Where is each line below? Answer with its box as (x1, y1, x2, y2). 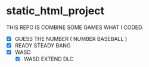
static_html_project (6, 4, 105, 18)
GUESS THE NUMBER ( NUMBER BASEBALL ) (14, 35, 127, 42)
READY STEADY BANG (14, 42, 71, 49)
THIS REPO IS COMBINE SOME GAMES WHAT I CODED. (6, 24, 144, 31)
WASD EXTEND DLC (23, 55, 74, 63)
